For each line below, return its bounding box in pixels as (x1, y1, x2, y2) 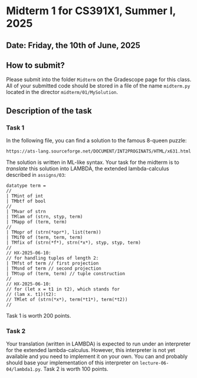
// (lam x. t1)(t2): (6, 292, 57, 298)
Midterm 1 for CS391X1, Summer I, (6, 4, 176, 18)
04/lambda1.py (6, 367, 41, 373)
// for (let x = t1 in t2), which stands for (6, 286, 120, 292)
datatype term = (6, 183, 46, 189)
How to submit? (6, 60, 65, 70)
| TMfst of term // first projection (6, 260, 99, 267)
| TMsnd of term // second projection (6, 266, 101, 272)
